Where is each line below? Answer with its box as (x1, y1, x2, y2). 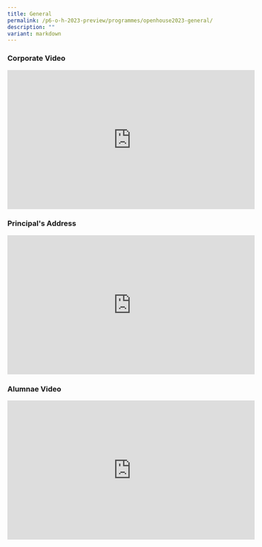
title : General (7, 10, 52, 18)
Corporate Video (7, 54, 66, 64)
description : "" (7, 23, 55, 30)
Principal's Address (7, 218, 76, 228)
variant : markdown (7, 30, 61, 37)
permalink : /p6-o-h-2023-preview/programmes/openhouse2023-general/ (7, 17, 213, 24)
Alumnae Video (7, 384, 61, 394)
